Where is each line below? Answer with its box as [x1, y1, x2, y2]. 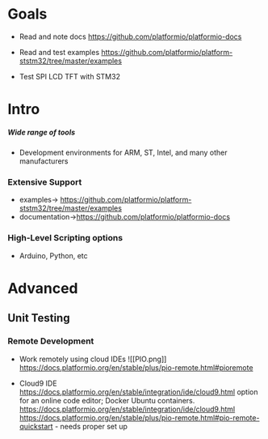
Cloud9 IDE [19, 378, 57, 388]
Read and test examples [19, 47, 100, 57]
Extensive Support [7, 177, 82, 188]
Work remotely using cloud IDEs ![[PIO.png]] [19, 354, 167, 364]
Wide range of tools [7, 127, 76, 137]
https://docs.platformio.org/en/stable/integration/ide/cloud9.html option [19, 386, 259, 397]
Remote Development [7, 335, 94, 347]
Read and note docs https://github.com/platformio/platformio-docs [19, 32, 242, 41]
